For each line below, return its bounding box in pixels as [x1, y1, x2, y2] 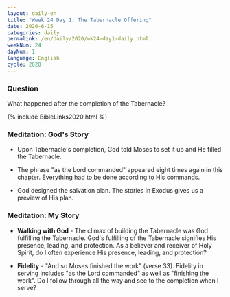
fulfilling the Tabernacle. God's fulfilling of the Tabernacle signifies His [16, 234, 216, 242]
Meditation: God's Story [7, 130, 89, 139]
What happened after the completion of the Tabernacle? [7, 99, 166, 107]
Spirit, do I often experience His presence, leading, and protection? [16, 248, 207, 257]
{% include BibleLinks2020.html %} [7, 112, 108, 121]
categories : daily [7, 29, 60, 36]
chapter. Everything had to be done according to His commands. [16, 173, 200, 182]
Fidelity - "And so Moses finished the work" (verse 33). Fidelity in [16, 261, 204, 270]
